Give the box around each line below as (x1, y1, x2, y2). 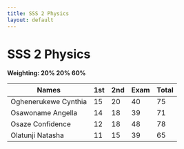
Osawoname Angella (10, 108, 78, 118)
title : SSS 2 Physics (7, 10, 70, 17)
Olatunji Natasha (10, 130, 64, 140)
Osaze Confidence (10, 119, 71, 129)
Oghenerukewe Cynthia (10, 97, 88, 107)
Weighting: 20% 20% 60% (7, 69, 86, 77)
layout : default (7, 17, 54, 23)
